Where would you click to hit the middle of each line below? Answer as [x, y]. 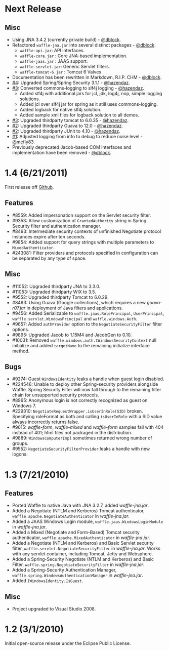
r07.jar [19, 308]
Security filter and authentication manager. [57, 226]
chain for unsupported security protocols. [55, 395]
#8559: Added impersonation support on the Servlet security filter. [81, 215]
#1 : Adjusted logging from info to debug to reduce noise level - [77, 136]
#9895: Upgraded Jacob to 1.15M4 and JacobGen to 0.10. [72, 335]
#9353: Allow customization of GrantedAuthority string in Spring [79, 220]
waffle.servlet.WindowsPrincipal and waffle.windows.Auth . [75, 318]
